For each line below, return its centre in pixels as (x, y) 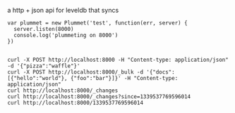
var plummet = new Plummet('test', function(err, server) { (98, 23)
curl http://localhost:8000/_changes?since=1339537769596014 (99, 97)
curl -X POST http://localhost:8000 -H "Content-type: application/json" (118, 60)
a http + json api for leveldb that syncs (63, 10)
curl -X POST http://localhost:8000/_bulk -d (75, 72)
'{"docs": (160, 72)
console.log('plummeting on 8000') (66, 35)
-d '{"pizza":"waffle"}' (44, 66)
